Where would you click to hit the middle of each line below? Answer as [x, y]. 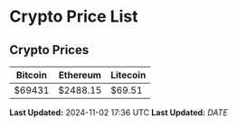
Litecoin [128, 75]
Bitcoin [32, 75]
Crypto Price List [74, 17]
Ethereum [80, 75]
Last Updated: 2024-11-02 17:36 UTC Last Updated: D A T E [118, 113]
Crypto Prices [49, 50]
